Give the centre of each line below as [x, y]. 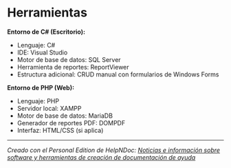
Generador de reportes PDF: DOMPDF [71, 123]
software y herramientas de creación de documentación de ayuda [101, 157]
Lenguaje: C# [36, 45]
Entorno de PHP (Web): [41, 87]
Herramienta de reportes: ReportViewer [73, 67]
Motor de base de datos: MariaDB [65, 116]
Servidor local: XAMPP [49, 108]
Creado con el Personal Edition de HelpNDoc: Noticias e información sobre [114, 150]
